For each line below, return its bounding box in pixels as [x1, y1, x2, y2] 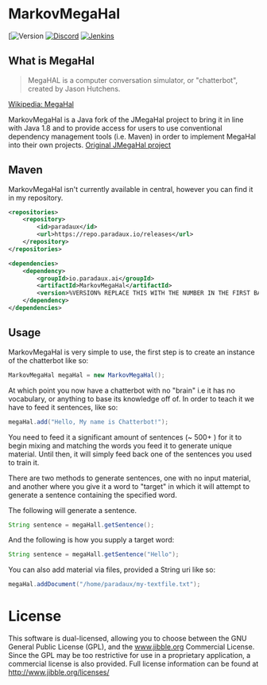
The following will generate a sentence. [8, 505, 137, 515]
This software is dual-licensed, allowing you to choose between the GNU [8, 634, 247, 644]
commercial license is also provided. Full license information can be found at [8, 659, 259, 669]
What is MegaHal [8, 54, 95, 68]
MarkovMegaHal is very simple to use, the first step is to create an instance [8, 347, 256, 357]
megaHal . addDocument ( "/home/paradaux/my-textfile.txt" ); [8, 581, 201, 589]
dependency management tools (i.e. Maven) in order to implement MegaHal [8, 131, 257, 141]
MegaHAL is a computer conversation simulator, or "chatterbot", [27, 75, 238, 84]
